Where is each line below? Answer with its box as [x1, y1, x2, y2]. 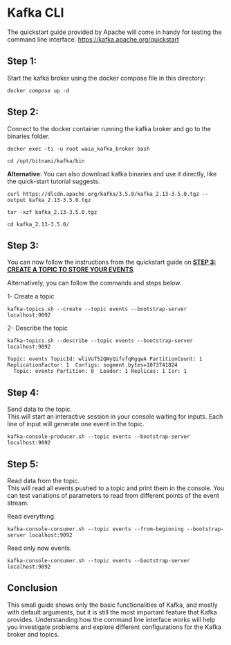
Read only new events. [7, 544, 72, 552]
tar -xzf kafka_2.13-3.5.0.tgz [7, 208, 98, 216]
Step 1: [7, 56, 37, 67]
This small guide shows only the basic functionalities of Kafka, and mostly [7, 601, 218, 609]
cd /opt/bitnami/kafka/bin [7, 158, 85, 165]
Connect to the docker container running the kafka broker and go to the [7, 124, 212, 133]
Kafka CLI [7, 5, 64, 21]
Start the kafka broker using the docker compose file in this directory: [7, 74, 205, 82]
